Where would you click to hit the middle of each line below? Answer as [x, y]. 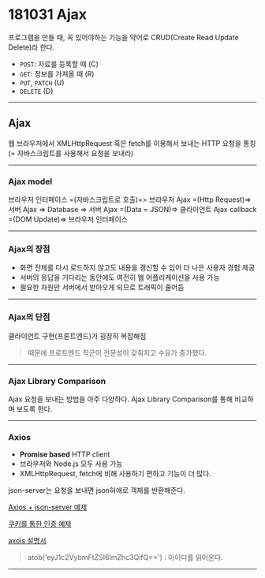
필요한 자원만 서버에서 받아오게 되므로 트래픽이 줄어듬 [102, 287]
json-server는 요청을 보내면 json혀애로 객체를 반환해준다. [97, 490]
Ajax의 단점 [29, 317]
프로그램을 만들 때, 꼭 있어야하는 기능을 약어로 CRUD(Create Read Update [123, 37]
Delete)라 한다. [32, 47]
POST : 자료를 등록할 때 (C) [59, 64]
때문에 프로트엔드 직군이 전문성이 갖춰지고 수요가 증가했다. [117, 352]
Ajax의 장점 [29, 248]
